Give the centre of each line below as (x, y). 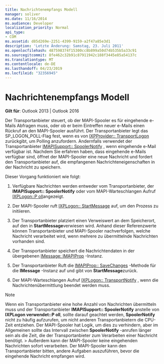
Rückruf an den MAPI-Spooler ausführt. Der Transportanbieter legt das (77, 130)
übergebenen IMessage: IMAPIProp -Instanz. (58, 256)
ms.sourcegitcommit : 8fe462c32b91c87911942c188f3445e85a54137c (71, 55)
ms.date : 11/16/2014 (26, 19)
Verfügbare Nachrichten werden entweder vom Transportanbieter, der (83, 186)
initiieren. (21, 211)
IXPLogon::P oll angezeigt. (38, 196)
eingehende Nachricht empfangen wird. (45, 356)
